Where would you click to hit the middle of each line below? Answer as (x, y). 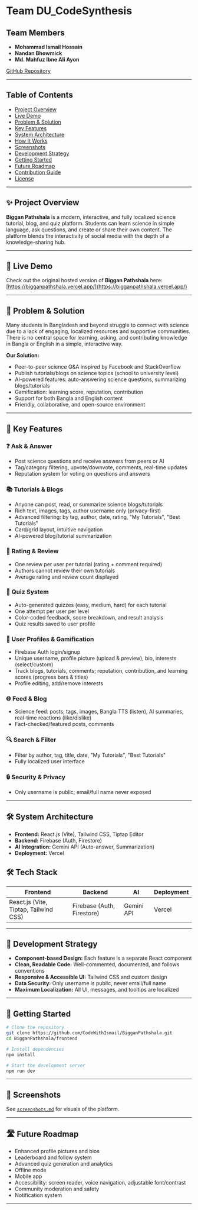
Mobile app (28, 1176)
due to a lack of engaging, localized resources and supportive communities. (98, 331)
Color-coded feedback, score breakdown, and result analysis (89, 617)
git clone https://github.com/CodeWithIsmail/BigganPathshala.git (89, 1033)
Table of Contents (40, 95)
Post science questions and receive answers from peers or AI (89, 461)
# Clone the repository (35, 1028)
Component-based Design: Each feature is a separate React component (103, 958)
